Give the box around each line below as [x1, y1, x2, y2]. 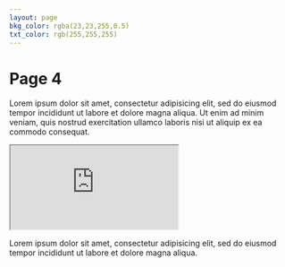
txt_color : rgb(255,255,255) [9, 30, 118, 39]
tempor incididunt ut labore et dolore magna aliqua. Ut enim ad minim [9, 108, 264, 118]
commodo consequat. [9, 126, 90, 137]
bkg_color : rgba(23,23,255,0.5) [9, 22, 130, 30]
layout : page [9, 13, 58, 22]
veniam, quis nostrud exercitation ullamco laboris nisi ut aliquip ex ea [9, 117, 263, 128]
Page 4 [9, 68, 63, 89]
